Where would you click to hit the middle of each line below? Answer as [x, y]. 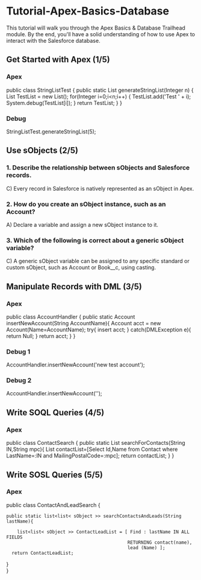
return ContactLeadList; [43, 553]
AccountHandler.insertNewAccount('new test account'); [76, 365]
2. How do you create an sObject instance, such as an [86, 204]
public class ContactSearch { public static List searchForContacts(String [96, 443]
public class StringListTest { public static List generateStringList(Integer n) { [100, 90]
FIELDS [14, 537]
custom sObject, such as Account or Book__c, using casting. [81, 267]
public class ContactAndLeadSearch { [53, 505]
